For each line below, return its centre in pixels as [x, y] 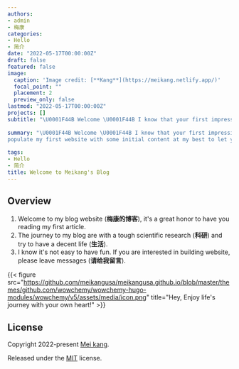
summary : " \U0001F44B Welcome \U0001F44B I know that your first [106, 133]
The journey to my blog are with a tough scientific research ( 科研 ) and [120, 236]
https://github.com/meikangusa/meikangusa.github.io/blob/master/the [127, 282]
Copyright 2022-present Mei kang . [58, 344]
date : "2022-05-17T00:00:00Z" [52, 54]
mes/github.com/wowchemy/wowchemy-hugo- [77, 290]
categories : [25, 34]
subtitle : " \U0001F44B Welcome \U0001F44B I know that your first [108, 119]
